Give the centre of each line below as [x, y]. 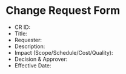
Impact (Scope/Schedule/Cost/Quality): [64, 52]
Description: [30, 46]
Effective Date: [33, 65]
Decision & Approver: [41, 59]
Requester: [28, 40]
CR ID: [22, 27]
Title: [21, 33]
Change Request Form [63, 11]
